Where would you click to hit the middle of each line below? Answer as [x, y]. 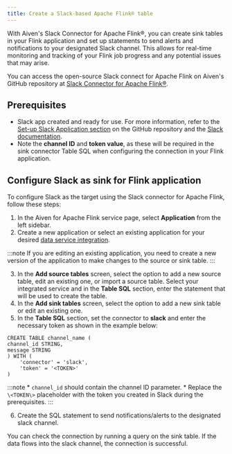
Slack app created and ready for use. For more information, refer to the [118, 122]
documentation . [39, 136]
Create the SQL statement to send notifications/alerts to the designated [119, 415]
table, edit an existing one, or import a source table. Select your [108, 282]
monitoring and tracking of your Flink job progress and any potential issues [114, 55]
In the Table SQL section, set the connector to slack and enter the [111, 318]
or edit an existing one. [50, 311]
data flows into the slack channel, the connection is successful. [98, 444]
